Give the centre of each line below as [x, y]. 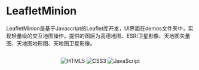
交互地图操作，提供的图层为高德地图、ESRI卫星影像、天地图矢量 [111, 36]
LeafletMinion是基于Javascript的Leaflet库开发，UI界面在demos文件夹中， [97, 28]
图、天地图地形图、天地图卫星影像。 [51, 43]
